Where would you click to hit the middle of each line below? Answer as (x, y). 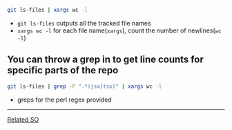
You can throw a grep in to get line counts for (105, 60)
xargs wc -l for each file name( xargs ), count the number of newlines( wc (119, 30)
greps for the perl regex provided (64, 100)
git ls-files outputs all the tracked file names (84, 23)
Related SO (23, 119)
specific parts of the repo (63, 70)
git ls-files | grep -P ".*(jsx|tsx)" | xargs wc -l (85, 86)
